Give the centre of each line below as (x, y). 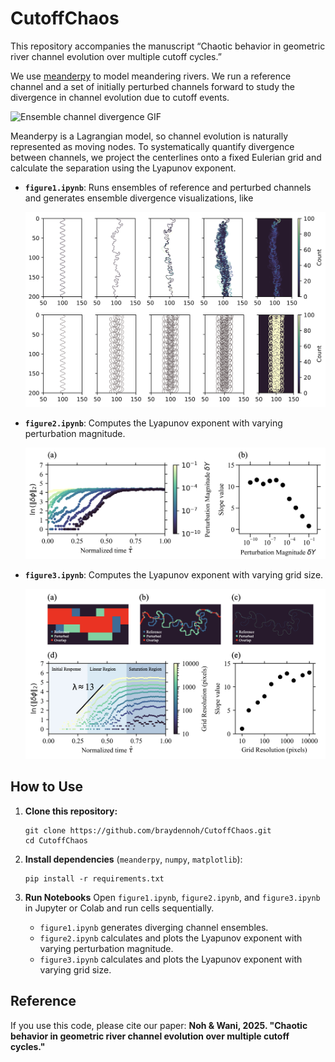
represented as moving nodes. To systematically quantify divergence (152, 146)
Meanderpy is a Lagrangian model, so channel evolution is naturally (149, 136)
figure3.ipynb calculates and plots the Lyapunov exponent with (171, 959)
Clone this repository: (71, 811)
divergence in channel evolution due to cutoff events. (120, 97)
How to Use (47, 787)
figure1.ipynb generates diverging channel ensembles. (154, 927)
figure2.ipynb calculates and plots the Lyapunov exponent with (171, 938)
